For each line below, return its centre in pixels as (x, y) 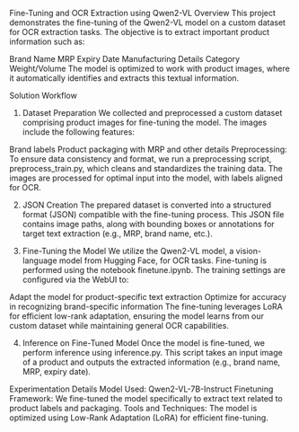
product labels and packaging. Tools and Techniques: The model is (133, 408)
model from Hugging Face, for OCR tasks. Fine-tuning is (163, 260)
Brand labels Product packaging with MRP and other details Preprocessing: (148, 149)
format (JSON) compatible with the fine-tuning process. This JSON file (153, 214)
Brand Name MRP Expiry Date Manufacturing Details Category (125, 59)
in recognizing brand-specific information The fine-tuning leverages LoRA (146, 306)
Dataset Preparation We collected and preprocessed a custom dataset (152, 113)
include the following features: (78, 132)
